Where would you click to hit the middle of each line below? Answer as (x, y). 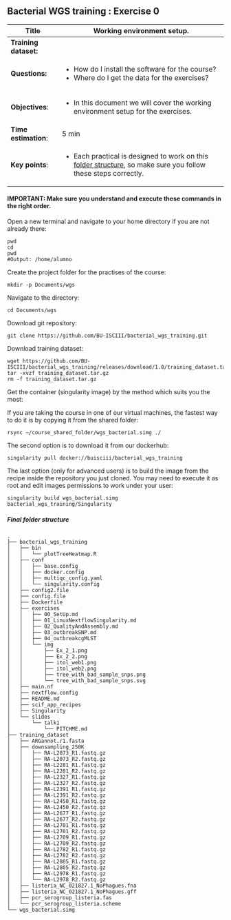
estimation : (29, 138)
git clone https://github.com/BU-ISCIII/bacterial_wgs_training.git (107, 336)
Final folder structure (38, 519)
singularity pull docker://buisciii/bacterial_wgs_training (95, 458)
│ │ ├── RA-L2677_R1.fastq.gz (57, 813)
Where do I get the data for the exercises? (141, 77)
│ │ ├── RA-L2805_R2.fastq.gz (57, 868)
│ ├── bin (24, 548)
